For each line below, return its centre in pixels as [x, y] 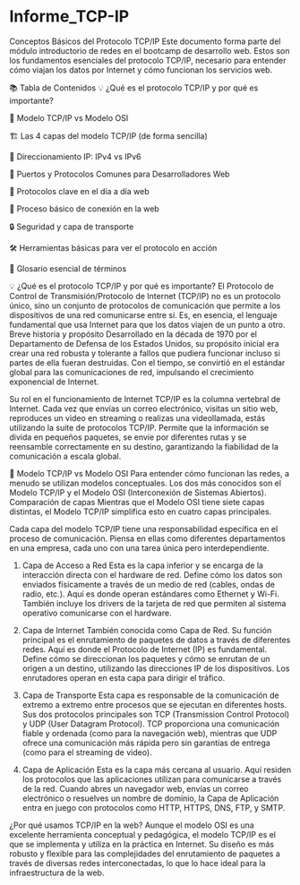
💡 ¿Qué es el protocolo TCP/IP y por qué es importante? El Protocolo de [142, 286]
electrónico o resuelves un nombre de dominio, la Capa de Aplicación [150, 798]
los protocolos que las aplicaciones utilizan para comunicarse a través [152, 779]
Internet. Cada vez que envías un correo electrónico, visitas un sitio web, [144, 408]
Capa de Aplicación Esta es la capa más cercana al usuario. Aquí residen [157, 769]
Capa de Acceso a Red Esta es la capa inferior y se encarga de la [143, 565]
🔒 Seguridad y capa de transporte [72, 227]
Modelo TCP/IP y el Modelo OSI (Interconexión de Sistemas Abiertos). [138, 492]
